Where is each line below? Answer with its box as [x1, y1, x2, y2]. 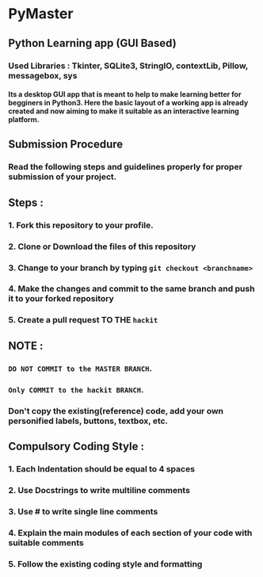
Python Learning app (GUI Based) [8, 36, 177, 50]
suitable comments [8, 537, 85, 548]
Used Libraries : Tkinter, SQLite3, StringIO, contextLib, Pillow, [8, 60, 248, 71]
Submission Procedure [8, 138, 124, 151]
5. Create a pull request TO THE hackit [8, 315, 158, 326]
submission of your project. [8, 171, 117, 182]
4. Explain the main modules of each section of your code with [8, 527, 253, 538]
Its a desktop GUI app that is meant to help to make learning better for [8, 90, 242, 99]
